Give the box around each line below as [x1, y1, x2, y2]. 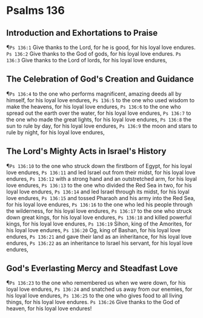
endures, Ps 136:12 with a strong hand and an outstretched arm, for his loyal [6, 175, 197, 182]
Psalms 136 [6, 4, 65, 18]
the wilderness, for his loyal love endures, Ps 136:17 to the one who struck [6, 207, 192, 215]
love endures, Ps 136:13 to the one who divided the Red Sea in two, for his [6, 181, 192, 189]
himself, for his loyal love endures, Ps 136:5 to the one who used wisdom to [6, 96, 195, 103]
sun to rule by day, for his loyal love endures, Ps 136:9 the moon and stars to [6, 122, 198, 129]
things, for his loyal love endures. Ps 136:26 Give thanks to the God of [6, 299, 180, 306]
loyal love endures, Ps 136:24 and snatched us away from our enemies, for [6, 285, 193, 293]
